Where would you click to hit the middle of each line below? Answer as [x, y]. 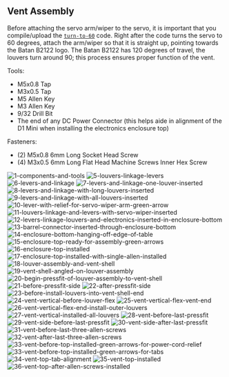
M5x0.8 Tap [34, 84]
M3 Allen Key [36, 106]
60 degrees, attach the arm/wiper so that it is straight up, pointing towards [113, 42]
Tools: [16, 70]
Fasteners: [22, 142]
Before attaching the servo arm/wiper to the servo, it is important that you [112, 28]
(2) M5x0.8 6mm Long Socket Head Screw [78, 155]
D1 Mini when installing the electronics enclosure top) [93, 128]
